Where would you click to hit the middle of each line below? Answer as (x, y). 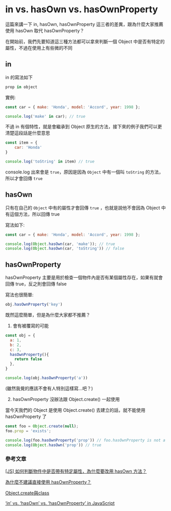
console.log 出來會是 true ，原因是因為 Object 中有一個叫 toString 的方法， (84, 172)
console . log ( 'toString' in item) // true (50, 162)
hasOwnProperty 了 (26, 416)
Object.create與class (27, 493)
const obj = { (20, 336)
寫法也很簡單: (20, 295)
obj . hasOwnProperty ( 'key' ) (34, 305)
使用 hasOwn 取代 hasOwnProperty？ (45, 30)
